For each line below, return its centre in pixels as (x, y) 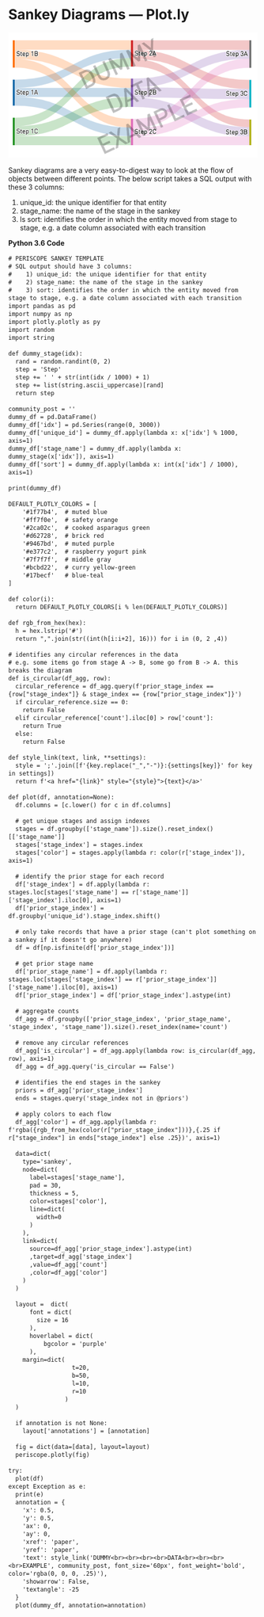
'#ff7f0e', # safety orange (70, 521)
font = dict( (51, 1313)
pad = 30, (45, 1186)
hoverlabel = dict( (61, 1337)
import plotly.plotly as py (55, 322)
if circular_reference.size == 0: (72, 703)
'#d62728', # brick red (63, 536)
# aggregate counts (47, 1012)
